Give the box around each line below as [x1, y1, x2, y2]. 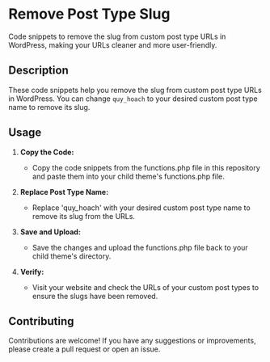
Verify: [19, 267, 44, 276]
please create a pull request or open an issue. [8, 344, 161, 354]
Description [8, 64, 69, 78]
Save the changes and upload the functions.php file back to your [32, 242, 248, 252]
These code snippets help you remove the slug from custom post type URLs [8, 85, 263, 95]
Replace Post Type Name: [19, 187, 109, 196]
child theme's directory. [32, 251, 112, 261]
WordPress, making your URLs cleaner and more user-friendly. [8, 40, 217, 49]
